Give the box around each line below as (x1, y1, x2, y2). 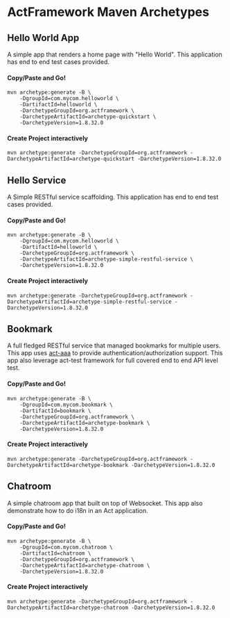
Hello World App (7, 32, 80, 44)
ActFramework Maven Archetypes (7, 4, 210, 20)
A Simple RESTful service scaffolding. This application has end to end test (7, 193, 219, 202)
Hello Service (7, 174, 67, 186)
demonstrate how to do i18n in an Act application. (7, 506, 149, 514)
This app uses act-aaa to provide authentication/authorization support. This (7, 349, 223, 357)
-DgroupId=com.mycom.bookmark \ (19, 401, 113, 408)
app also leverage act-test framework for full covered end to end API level (7, 356, 218, 365)
